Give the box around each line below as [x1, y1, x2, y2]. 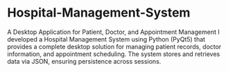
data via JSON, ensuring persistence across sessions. [7, 57, 161, 65]
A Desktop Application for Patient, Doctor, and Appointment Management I [7, 28, 220, 36]
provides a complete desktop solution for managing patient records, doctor [7, 42, 222, 51]
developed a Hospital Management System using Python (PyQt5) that [7, 35, 206, 43]
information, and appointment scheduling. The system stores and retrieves [7, 50, 220, 58]
